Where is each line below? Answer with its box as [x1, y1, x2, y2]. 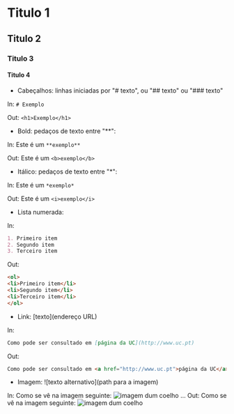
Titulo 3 [7, 54, 34, 63]
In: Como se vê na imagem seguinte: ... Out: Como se [7, 392, 228, 400]
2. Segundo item [7, 241, 54, 248]
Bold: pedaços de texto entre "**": [17, 127, 116, 135]
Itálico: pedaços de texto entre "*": [17, 167, 118, 176]
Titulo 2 [7, 33, 42, 45]
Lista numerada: [17, 208, 64, 216]
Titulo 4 [7, 71, 31, 79]
